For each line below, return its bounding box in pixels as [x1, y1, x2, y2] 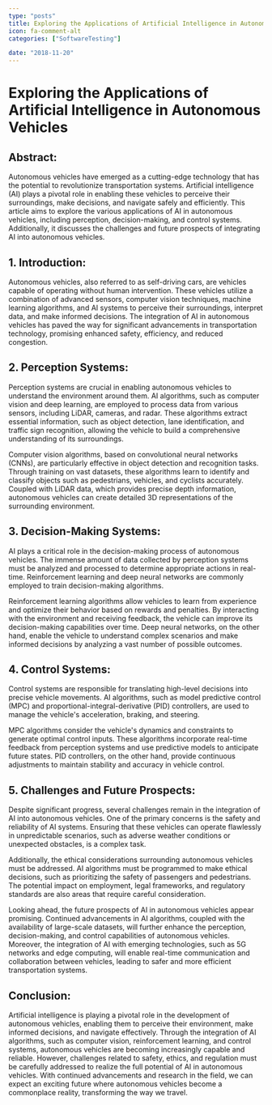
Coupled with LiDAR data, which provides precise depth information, [8, 483, 236, 494]
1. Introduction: [8, 256, 87, 270]
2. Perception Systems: [8, 361, 130, 375]
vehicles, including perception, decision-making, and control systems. [8, 215, 243, 225]
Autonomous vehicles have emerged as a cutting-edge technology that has [8, 172, 260, 182]
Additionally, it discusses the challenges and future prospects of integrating [8, 223, 261, 233]
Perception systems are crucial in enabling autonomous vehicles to [8, 382, 232, 392]
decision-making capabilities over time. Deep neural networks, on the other [8, 622, 260, 631]
